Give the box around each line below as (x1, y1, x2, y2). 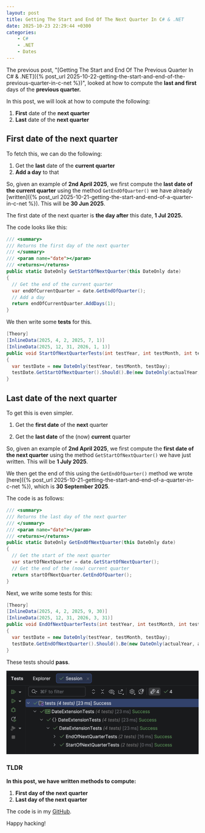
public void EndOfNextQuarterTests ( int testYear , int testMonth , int (6, 622, 187, 628)
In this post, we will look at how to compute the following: (6, 97, 151, 105)
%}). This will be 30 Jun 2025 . (28, 200, 106, 207)
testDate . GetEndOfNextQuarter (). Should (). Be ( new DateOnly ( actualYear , (12, 641, 195, 647)
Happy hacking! (6, 820, 46, 827)
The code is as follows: (6, 495, 65, 502)
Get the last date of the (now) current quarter (15, 433, 131, 440)
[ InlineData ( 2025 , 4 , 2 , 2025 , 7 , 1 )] (6, 337, 105, 344)
